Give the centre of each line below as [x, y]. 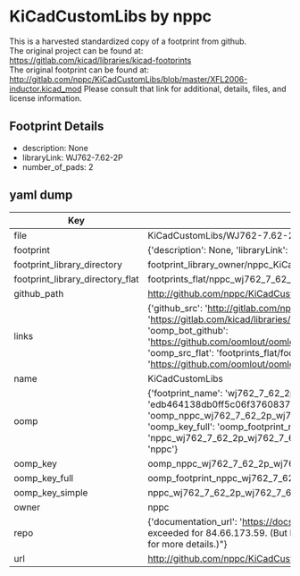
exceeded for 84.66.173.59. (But [217, 532]
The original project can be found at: [76, 50]
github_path [39, 293]
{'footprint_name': [185, 393]
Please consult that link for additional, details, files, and [185, 89]
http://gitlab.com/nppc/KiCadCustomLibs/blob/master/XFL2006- [129, 79]
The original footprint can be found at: [79, 70]
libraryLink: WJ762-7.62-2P [72, 157]
